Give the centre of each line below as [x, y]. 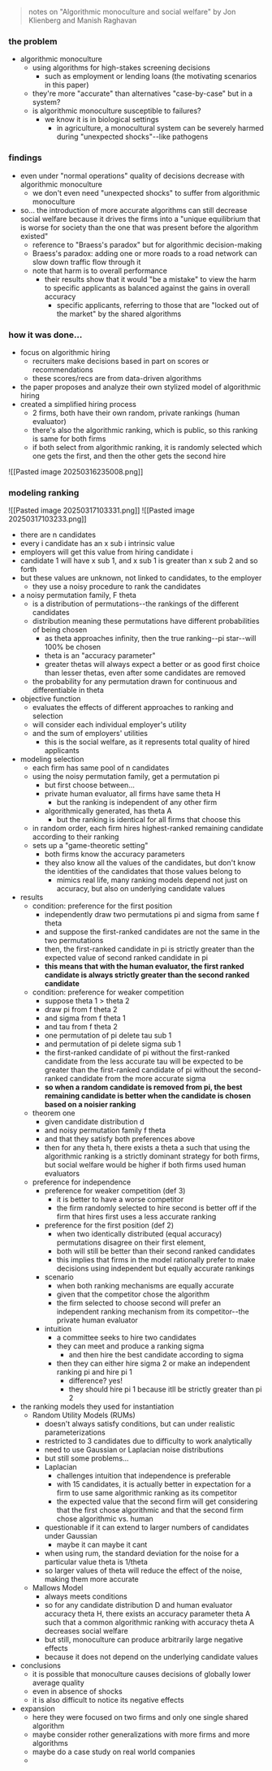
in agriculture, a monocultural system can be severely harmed [160, 128]
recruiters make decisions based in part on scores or [121, 361]
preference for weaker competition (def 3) [115, 1191]
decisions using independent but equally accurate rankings [155, 1269]
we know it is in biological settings [102, 119]
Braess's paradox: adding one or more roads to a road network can [145, 253]
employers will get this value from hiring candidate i [106, 552]
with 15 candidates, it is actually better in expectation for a [154, 1484]
